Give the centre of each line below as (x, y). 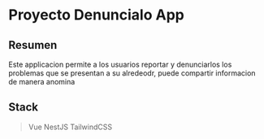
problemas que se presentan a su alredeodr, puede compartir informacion (132, 73)
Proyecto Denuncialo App (96, 15)
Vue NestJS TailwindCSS (70, 127)
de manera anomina (42, 82)
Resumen (33, 45)
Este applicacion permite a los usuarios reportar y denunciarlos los (120, 64)
